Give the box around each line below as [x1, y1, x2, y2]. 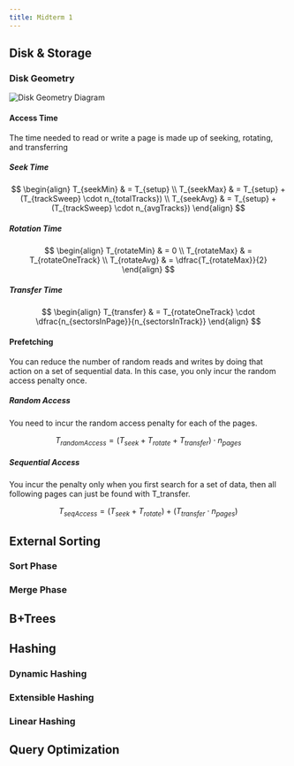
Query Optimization [9, 742, 120, 757]
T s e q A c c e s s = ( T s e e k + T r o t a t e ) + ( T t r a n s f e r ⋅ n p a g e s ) [58, 506, 238, 518]
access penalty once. [9, 375, 87, 386]
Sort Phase [9, 560, 57, 572]
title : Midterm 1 [9, 12, 73, 22]
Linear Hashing [9, 715, 76, 727]
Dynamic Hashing [9, 668, 87, 680]
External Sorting [9, 533, 102, 548]
